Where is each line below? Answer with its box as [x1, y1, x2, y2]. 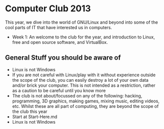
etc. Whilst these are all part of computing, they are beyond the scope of [12, 103, 159, 109]
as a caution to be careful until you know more [12, 87, 106, 94]
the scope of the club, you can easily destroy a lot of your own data [12, 77, 149, 83]
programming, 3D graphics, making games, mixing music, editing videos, [12, 98, 160, 104]
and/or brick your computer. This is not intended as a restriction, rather [12, 82, 156, 88]
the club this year [12, 108, 47, 114]
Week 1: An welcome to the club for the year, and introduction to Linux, [12, 34, 155, 40]
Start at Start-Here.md [12, 114, 58, 120]
